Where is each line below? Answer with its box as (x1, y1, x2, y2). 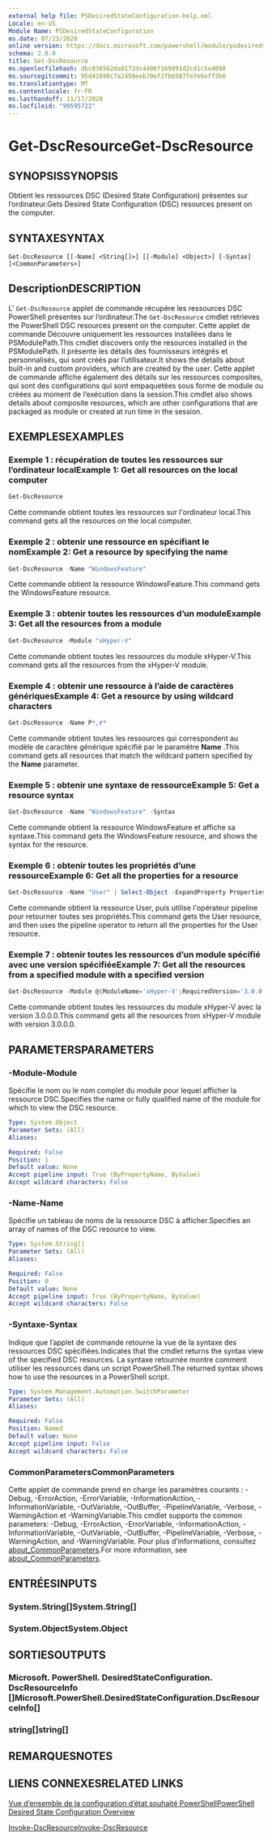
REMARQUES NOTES (8, 1749, 113, 1763)
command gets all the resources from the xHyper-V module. (8, 660, 209, 669)
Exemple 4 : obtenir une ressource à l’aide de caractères (8, 680, 234, 691)
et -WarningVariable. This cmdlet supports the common (59, 1511, 243, 1520)
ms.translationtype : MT (8, 79, 89, 87)
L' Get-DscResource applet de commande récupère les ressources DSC (8, 303, 243, 312)
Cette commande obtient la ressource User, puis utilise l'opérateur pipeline (8, 903, 258, 913)
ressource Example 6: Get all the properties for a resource (8, 869, 239, 881)
